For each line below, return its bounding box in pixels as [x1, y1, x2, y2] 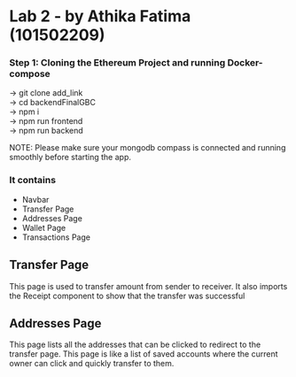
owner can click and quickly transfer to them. [9, 358, 175, 369]
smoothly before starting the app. [9, 152, 131, 163]
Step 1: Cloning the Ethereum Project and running [9, 57, 226, 69]
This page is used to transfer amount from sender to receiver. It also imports [9, 281, 288, 291]
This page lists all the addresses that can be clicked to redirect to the [9, 339, 261, 350]
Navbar [21, 194, 50, 204]
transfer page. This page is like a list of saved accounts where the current [9, 349, 278, 359]
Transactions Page [21, 232, 91, 242]
